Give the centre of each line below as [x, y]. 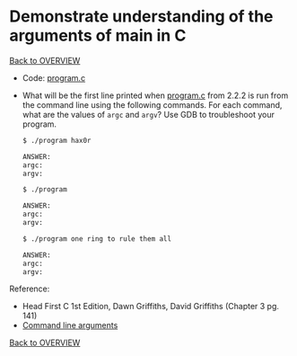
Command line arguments [70, 325]
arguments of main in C [98, 36]
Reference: [30, 289]
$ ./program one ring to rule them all [97, 239]
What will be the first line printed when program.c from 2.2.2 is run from [155, 95]
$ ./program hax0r [57, 140]
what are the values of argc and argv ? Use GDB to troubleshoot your [148, 114]
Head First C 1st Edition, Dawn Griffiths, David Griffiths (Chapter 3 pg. [151, 307]
